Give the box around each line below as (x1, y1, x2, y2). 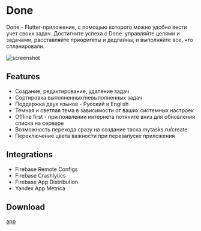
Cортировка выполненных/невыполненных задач (14, 94, 143, 101)
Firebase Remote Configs (14, 166, 78, 173)
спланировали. (6, 43, 45, 50)
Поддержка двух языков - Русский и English (14, 100, 129, 107)
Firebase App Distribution (14, 178, 79, 185)
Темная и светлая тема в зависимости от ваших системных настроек (14, 106, 194, 114)
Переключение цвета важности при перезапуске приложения (14, 132, 175, 139)
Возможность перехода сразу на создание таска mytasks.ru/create (14, 125, 188, 133)
